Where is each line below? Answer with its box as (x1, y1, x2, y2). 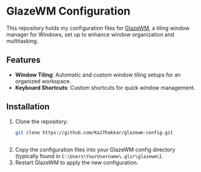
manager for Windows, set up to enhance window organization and (6, 30, 174, 38)
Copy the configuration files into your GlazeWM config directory (15, 146, 175, 153)
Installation (6, 101, 50, 112)
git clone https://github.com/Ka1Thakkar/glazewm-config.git (15, 129, 174, 136)
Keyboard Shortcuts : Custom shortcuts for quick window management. (15, 84, 196, 91)
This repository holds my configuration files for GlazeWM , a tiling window (6, 24, 190, 32)
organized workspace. (15, 77, 72, 84)
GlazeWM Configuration (6, 4, 131, 18)
